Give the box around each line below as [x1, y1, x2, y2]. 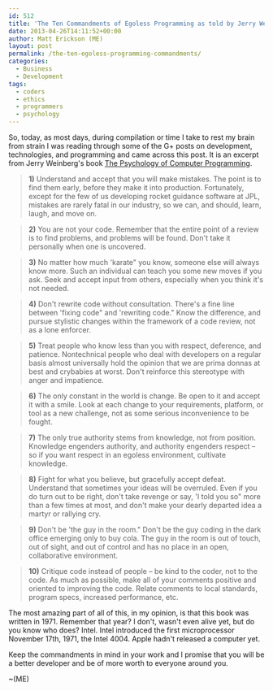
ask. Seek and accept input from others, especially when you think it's [28, 275, 264, 285]
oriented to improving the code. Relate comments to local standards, [28, 584, 258, 593]
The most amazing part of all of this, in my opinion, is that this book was [8, 608, 249, 618]
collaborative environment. [28, 550, 119, 560]
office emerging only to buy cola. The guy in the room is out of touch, [28, 533, 262, 543]
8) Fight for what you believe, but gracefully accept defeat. [28, 475, 226, 484]
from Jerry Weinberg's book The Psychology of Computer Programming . [8, 159, 253, 167]
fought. [28, 417, 53, 427]
